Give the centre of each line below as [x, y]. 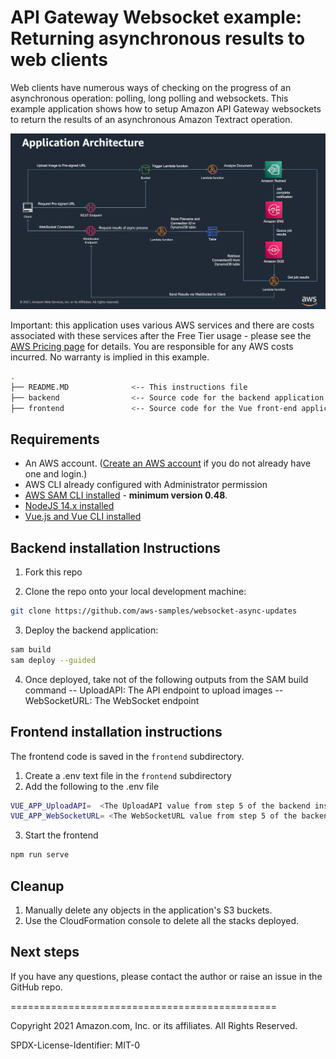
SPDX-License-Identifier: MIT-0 [75, 1045]
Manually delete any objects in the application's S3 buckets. [148, 910]
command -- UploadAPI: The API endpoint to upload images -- [154, 690]
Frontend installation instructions [116, 732]
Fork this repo [53, 572]
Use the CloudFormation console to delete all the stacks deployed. [161, 920]
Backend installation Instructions [115, 547]
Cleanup [37, 886]
